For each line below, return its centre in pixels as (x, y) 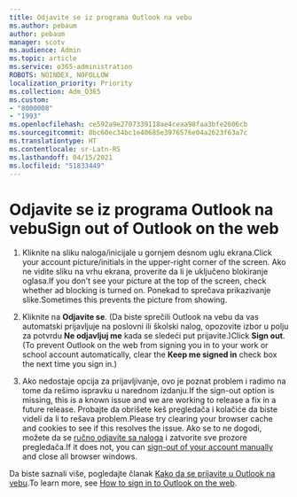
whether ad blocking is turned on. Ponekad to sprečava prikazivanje (146, 291)
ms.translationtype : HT (53, 141)
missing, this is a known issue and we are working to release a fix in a (149, 400)
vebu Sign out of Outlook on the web (144, 228)
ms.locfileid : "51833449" (57, 166)
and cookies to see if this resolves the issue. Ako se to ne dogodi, (142, 428)
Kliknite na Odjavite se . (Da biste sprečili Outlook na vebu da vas (140, 317)
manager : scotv (37, 42)
